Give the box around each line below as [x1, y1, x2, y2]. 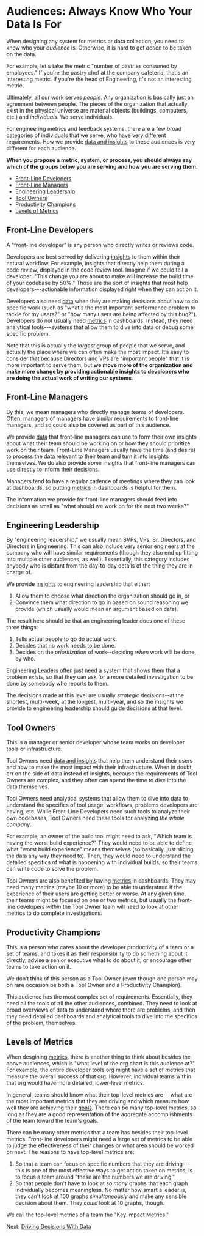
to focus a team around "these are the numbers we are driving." [15, 1173, 175, 1180]
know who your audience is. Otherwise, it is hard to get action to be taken [6, 44, 192, 51]
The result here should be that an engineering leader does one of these [6, 617, 186, 624]
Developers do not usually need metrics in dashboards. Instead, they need [6, 317, 193, 324]
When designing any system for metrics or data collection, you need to [6, 37, 185, 45]
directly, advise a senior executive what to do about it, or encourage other [6, 957, 192, 964]
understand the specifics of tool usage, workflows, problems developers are [6, 801, 198, 809]
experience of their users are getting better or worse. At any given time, [6, 890, 186, 897]
